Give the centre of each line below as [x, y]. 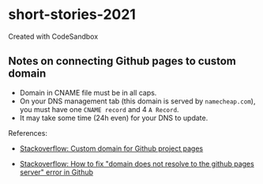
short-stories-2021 [72, 15]
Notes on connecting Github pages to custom [122, 61]
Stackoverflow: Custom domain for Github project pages [111, 148]
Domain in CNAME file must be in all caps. [88, 92]
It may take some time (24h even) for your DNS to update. [114, 118]
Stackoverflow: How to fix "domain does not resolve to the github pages [137, 163]
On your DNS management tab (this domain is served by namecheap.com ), [137, 101]
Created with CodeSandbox [53, 36]
